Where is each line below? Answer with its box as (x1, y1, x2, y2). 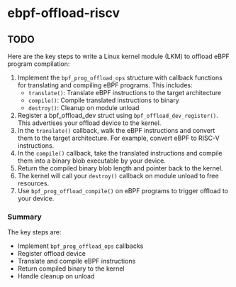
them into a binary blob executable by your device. (17, 156, 167, 165)
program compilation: (7, 60, 70, 68)
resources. (17, 179, 50, 188)
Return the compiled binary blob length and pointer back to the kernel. (17, 164, 223, 172)
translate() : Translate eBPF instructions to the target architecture (28, 89, 222, 97)
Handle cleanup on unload (17, 272, 95, 281)
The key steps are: (7, 228, 62, 237)
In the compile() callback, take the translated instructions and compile (17, 149, 223, 157)
